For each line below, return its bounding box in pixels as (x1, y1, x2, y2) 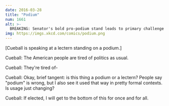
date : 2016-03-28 (5, 7, 42, 13)
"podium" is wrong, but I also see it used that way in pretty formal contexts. (5, 80, 163, 86)
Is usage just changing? (5, 85, 55, 91)
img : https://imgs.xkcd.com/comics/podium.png (5, 31, 105, 36)
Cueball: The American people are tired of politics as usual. (5, 55, 129, 61)
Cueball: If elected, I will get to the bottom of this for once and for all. (5, 95, 149, 101)
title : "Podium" (5, 12, 39, 17)
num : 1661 (5, 17, 26, 22)
